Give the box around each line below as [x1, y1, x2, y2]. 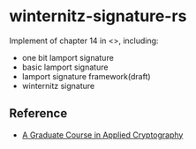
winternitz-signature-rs [9, 6, 187, 26]
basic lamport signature [21, 62, 109, 72]
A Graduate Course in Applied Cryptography [21, 130, 184, 140]
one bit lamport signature [21, 52, 115, 63]
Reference [9, 106, 68, 121]
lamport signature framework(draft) [21, 71, 152, 81]
